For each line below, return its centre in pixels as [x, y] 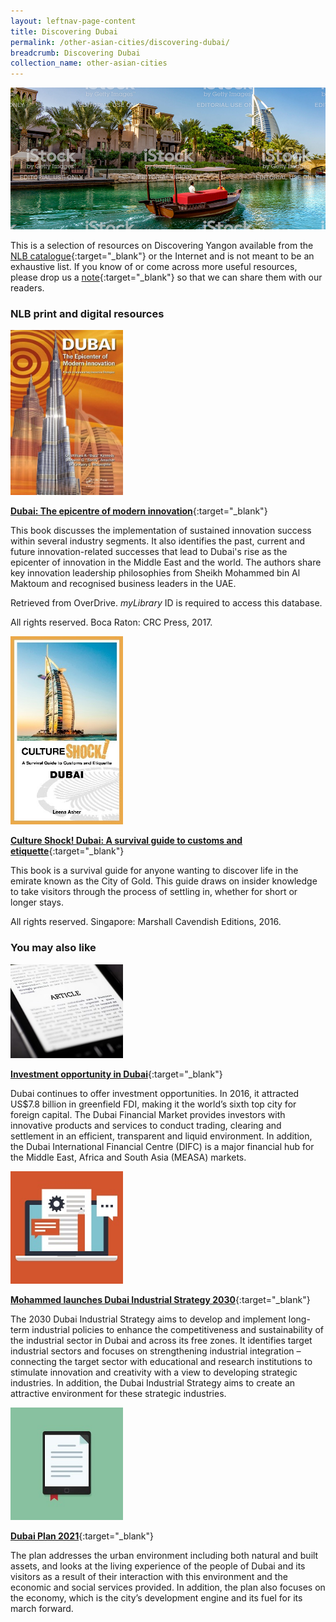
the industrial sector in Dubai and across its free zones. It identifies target [161, 1340]
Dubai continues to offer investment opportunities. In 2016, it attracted [155, 1093]
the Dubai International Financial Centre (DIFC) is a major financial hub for [162, 1146]
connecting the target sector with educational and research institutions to [161, 1361]
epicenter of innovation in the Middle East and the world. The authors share [166, 562]
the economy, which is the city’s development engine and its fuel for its [156, 1597]
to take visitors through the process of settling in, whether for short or [154, 892]
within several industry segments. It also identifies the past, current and [158, 541]
